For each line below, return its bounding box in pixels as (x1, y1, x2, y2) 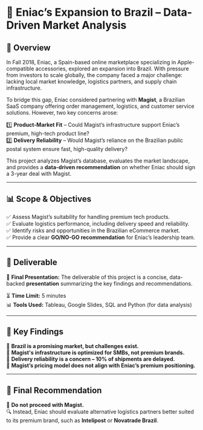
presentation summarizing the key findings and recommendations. (26, 280, 193, 287)
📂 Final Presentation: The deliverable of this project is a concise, (6, 273, 169, 281)
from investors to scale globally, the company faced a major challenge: (6, 72, 183, 78)
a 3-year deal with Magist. (6, 170, 72, 177)
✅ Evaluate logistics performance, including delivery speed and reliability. (6, 220, 190, 227)
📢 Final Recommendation (6, 385, 102, 395)
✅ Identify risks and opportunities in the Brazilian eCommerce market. (6, 227, 180, 234)
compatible (6, 65, 34, 72)
